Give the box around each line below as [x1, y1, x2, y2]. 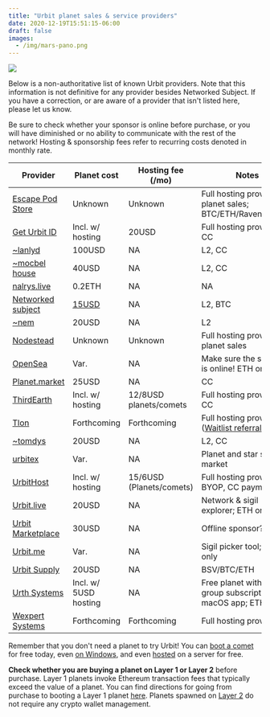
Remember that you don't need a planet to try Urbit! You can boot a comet [8, 641, 255, 651]
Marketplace [12, 528, 60, 539]
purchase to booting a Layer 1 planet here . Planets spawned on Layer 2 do [8, 690, 255, 700]
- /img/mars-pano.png [15, 42, 88, 50]
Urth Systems [12, 588, 64, 599]
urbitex [12, 453, 39, 465]
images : [8, 34, 35, 43]
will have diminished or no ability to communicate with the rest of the [8, 129, 236, 138]
